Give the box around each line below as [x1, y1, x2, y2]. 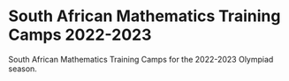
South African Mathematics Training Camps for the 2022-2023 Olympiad [8, 54, 274, 64]
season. [8, 63, 37, 74]
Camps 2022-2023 [8, 25, 152, 45]
